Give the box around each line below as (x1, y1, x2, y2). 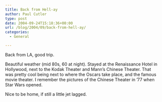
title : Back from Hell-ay (5, 7, 58, 12)
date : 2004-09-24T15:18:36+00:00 (5, 20, 73, 26)
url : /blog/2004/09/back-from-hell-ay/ (5, 25, 86, 30)
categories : (5, 30, 29, 34)
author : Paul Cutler (5, 12, 47, 17)
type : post (5, 16, 27, 21)
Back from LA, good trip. (5, 51, 55, 57)
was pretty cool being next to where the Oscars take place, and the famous (5, 71, 157, 77)
